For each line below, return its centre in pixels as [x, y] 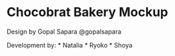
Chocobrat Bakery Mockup [87, 12]
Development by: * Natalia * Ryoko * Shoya [69, 45]
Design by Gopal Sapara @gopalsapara [64, 31]
